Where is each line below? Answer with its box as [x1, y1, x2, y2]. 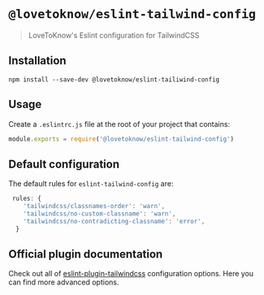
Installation [8, 54, 67, 67]
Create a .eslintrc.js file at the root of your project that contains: [8, 119, 230, 128]
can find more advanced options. [8, 277, 119, 287]
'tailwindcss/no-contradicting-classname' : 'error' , [23, 217, 206, 225]
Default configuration [8, 157, 120, 171]
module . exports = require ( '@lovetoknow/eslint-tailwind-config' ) [8, 135, 234, 143]
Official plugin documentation [8, 247, 163, 262]
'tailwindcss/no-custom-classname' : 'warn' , [23, 210, 176, 218]
